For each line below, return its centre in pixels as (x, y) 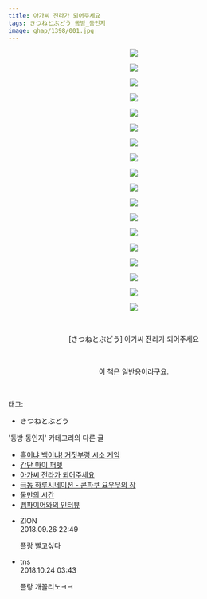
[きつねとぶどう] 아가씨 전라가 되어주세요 (134, 339)
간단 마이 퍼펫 (41, 465)
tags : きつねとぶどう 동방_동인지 (57, 23)
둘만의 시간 (37, 495)
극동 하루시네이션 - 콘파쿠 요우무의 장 (78, 485)
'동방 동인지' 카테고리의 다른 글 (56, 438)
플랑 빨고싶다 (40, 546)
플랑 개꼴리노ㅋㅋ (47, 587)
